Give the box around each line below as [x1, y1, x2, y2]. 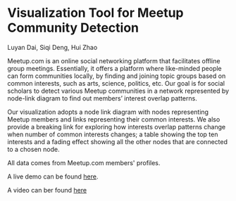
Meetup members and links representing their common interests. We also [7, 115, 221, 124]
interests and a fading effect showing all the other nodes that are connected [7, 137, 228, 145]
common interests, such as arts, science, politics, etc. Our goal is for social [7, 79, 225, 87]
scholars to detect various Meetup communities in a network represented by [7, 86, 230, 95]
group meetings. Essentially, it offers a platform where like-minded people [7, 64, 222, 72]
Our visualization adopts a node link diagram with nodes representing [7, 108, 209, 116]
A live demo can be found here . [7, 172, 99, 181]
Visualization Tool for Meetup [7, 5, 184, 21]
